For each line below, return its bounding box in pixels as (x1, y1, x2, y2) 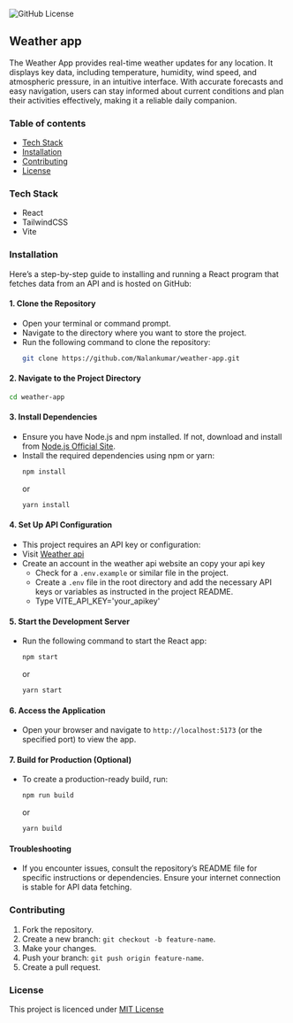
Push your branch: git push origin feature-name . (21, 952, 205, 963)
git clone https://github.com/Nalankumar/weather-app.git (21, 354, 240, 363)
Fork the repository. (21, 924, 94, 935)
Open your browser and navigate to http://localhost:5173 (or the (21, 725, 263, 735)
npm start (21, 653, 59, 662)
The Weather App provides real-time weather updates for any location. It (9, 58, 274, 68)
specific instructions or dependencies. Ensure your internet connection (21, 873, 281, 883)
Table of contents (9, 117, 86, 129)
